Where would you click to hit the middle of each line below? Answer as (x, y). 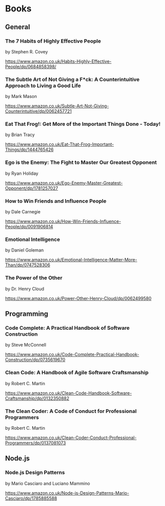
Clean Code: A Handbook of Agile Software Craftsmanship (77, 373)
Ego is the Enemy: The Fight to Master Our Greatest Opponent (81, 162)
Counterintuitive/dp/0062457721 (38, 111)
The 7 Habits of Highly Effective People (53, 41)
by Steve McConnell (26, 345)
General (18, 27)
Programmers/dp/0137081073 (35, 443)
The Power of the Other (34, 278)
